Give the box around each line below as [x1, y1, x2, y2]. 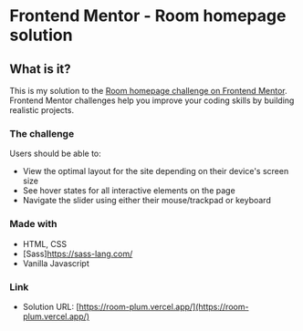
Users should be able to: [9, 148, 102, 160]
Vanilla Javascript [22, 257, 89, 269]
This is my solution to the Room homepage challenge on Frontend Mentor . [9, 86, 287, 96]
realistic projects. [9, 105, 75, 115]
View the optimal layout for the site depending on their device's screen [22, 166, 289, 177]
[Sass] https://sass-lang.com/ [22, 248, 133, 259]
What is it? [9, 61, 71, 77]
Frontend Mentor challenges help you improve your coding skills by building [9, 95, 295, 106]
